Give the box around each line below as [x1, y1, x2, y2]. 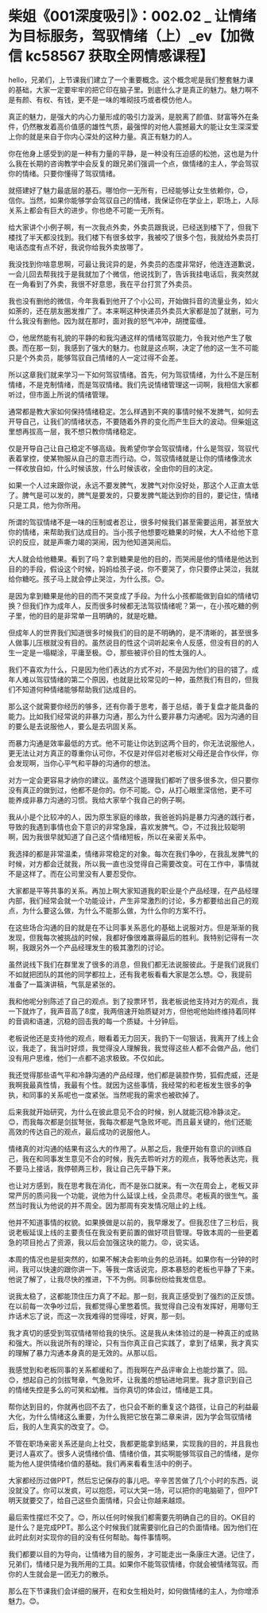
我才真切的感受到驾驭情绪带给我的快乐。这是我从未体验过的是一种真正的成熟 [8, 1328, 259, 1337]
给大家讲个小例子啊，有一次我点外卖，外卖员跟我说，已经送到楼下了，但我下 [8, 222, 259, 232]
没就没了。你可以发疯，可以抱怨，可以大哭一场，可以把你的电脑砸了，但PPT [8, 1485, 258, 1495]
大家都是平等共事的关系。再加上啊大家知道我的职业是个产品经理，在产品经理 [8, 885, 259, 895]
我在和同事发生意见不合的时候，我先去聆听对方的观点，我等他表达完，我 [21, 1153, 259, 1164]
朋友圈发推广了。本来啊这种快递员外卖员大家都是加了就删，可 [49, 306, 252, 316]
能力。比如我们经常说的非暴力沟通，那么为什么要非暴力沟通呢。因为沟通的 [8, 711, 252, 721]
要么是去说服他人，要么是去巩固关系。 [14, 721, 141, 731]
